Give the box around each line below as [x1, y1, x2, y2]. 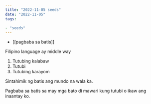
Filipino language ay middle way [5, 49, 71, 54]
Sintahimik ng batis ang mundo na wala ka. [5, 78, 93, 84]
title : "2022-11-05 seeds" [5, 7, 61, 12]
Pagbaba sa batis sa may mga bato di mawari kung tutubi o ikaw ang [5, 88, 147, 94]
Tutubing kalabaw [12, 58, 49, 64]
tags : [5, 16, 16, 21]
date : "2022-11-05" [5, 12, 46, 17]
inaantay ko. [5, 93, 30, 99]
